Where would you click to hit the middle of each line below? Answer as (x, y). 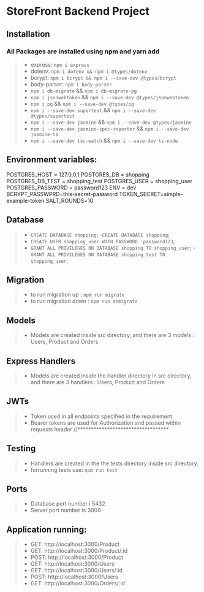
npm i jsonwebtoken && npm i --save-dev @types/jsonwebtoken (110, 97)
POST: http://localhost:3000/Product (77, 557)
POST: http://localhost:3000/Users (74, 577)
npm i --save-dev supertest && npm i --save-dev (93, 110)
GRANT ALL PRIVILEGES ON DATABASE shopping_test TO (98, 255)
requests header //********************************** (100, 429)
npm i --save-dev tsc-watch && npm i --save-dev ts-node (104, 140)
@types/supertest (53, 116)
